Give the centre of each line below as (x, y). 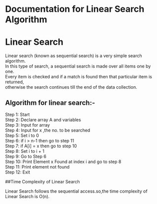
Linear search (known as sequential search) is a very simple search (74, 56)
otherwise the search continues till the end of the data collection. (71, 87)
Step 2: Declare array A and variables (43, 120)
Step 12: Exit (18, 172)
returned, (15, 82)
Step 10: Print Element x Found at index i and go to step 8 (63, 162)
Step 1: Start (18, 114)
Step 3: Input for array (28, 125)
